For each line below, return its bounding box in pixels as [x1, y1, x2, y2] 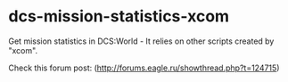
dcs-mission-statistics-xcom [8, 6, 229, 27]
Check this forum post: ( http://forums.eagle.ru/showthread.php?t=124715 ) [8, 62, 280, 73]
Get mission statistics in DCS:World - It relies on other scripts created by [8, 36, 275, 46]
